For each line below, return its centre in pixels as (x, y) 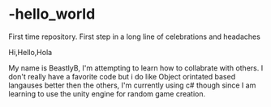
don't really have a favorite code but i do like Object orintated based (122, 76)
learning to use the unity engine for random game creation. (107, 93)
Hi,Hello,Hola (30, 52)
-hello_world (52, 14)
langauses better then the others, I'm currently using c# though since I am (132, 85)
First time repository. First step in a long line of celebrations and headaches (135, 36)
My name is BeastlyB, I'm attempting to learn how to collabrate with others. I (136, 68)
